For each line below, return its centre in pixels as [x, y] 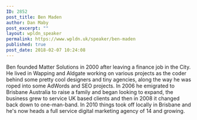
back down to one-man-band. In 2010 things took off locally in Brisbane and [99, 105]
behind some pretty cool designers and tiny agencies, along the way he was [99, 79]
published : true [26, 45]
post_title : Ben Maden [34, 17]
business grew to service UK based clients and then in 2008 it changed [93, 98]
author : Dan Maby [27, 22]
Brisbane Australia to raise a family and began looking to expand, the [90, 92]
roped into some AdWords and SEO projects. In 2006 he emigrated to [91, 86]
